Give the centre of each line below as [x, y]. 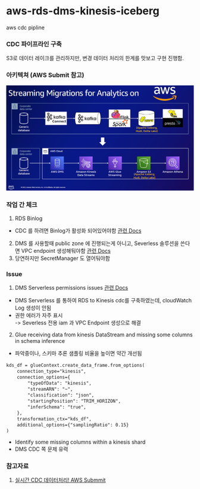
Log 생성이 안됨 [33, 308]
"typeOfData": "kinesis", [60, 383]
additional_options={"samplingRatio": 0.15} [73, 425]
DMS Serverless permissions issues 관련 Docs [71, 288]
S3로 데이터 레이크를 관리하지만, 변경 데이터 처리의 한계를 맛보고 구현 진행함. [95, 58]
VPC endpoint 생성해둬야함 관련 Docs [66, 250]
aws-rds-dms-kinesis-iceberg [83, 11]
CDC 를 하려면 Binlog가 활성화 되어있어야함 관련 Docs [78, 230]
